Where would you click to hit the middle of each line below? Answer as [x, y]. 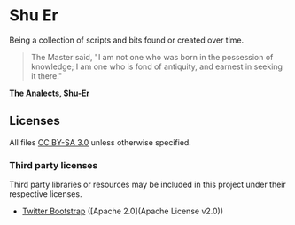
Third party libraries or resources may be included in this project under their [147, 185]
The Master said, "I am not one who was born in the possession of [152, 57]
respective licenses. [46, 194]
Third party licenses [54, 165]
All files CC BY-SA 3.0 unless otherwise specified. [101, 142]
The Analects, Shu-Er [50, 93]
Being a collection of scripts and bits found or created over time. [127, 40]
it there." [47, 75]
